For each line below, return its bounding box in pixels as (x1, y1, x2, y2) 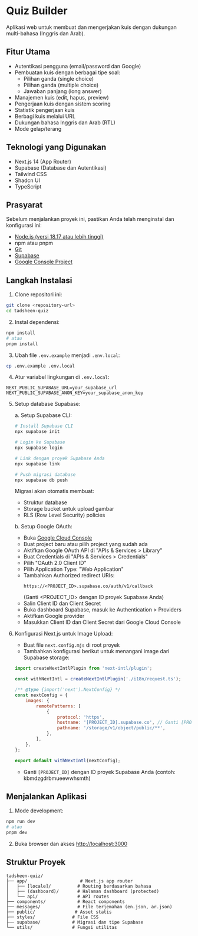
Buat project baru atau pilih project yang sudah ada (23, 541, 148, 548)
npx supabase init (14, 429, 60, 435)
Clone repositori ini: (14, 291, 62, 298)
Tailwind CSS (14, 170, 47, 177)
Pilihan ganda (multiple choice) (23, 81, 99, 88)
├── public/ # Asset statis (6, 909, 112, 915)
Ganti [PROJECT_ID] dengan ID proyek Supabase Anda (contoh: (23, 768, 176, 775)
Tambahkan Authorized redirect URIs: (23, 572, 115, 579)
